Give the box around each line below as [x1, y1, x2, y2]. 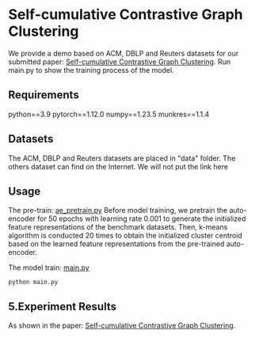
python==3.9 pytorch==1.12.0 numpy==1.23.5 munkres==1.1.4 [8, 109, 210, 119]
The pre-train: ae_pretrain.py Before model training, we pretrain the [8, 206, 228, 215]
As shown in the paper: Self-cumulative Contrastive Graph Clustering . [8, 321, 236, 330]
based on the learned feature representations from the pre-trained [8, 239, 225, 249]
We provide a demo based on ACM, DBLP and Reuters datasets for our [8, 48, 239, 58]
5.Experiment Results [8, 299, 117, 313]
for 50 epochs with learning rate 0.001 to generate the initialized [36, 214, 246, 223]
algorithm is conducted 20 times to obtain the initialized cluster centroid [8, 231, 243, 241]
